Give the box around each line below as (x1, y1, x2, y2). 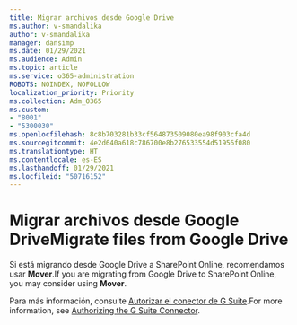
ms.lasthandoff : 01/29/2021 (9, 163, 115, 172)
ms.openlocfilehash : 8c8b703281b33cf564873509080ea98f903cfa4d (9, 130, 251, 139)
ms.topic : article (9, 64, 78, 73)
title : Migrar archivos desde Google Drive (9, 13, 175, 22)
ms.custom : (9, 105, 50, 114)
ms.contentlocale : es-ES (9, 154, 102, 164)
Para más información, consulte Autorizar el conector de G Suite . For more (9, 295, 283, 306)
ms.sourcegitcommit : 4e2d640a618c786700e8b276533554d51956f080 (9, 138, 251, 147)
